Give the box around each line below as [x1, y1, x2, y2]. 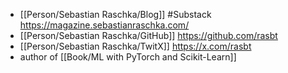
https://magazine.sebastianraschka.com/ [19, 19, 190, 31]
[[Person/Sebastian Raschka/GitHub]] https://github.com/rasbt [19, 30, 278, 41]
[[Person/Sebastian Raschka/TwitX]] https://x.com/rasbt [19, 40, 252, 52]
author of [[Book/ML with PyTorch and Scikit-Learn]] [19, 51, 237, 63]
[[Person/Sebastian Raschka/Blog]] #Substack [19, 9, 212, 20]
